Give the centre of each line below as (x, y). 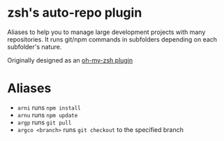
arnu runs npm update (47, 115)
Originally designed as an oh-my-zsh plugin (70, 60)
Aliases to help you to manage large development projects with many (106, 32)
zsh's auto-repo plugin (75, 13)
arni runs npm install (49, 107)
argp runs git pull (44, 122)
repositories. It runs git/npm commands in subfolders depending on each (112, 39)
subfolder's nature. (35, 47)
